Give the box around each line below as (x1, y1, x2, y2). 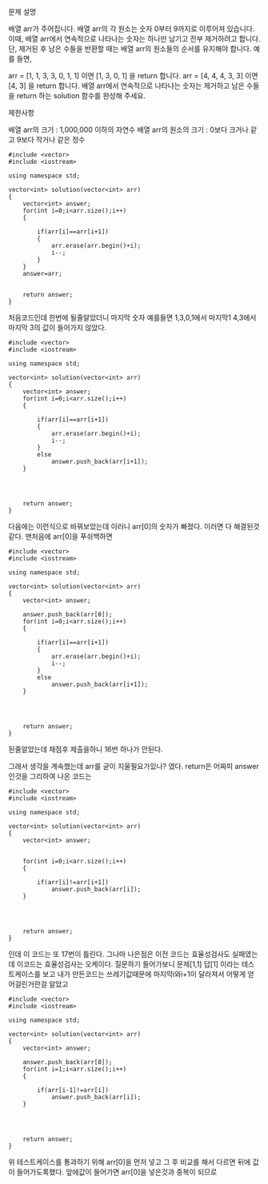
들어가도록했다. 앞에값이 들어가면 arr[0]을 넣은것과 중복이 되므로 (16, 1167, 218, 1177)
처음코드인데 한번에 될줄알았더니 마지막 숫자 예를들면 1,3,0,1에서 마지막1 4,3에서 (8, 313, 257, 322)
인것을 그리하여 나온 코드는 (8, 771, 92, 781)
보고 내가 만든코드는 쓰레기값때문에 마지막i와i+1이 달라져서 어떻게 (42, 970, 246, 979)
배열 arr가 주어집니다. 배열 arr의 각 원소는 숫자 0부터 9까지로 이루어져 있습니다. (8, 24, 255, 34)
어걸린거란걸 (8, 979, 48, 989)
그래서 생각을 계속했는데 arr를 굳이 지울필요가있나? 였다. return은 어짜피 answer (8, 762, 259, 771)
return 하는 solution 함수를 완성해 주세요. (16, 91, 146, 100)
